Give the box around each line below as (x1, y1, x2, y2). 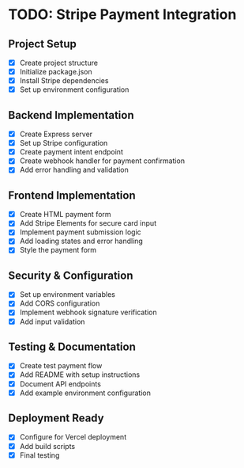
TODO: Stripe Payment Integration (8, 6, 237, 24)
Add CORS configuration (19, 299, 100, 308)
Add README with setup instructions (19, 370, 141, 379)
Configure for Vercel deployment (19, 432, 127, 442)
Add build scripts (19, 441, 76, 451)
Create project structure (19, 58, 99, 67)
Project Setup (8, 37, 77, 51)
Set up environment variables (19, 290, 116, 299)
